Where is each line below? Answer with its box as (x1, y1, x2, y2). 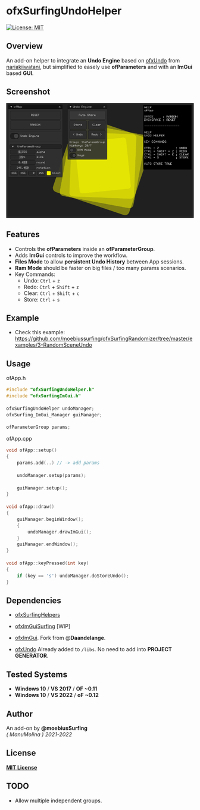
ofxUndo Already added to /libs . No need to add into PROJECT (14, 646, 173, 653)
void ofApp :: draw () (6, 504, 55, 510)
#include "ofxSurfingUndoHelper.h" (6, 387, 95, 393)
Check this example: (14, 329, 65, 336)
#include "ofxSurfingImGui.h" (6, 393, 82, 399)
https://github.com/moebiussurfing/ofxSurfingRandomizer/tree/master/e (14, 335, 193, 343)
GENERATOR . (14, 652, 49, 660)
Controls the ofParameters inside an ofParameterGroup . (14, 245, 155, 252)
